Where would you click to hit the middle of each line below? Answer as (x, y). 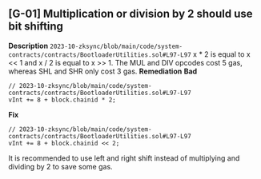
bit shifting (36, 27)
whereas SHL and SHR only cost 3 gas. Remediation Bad (103, 71)
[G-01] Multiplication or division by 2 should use (131, 14)
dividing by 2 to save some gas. (61, 166)
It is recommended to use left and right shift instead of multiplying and (124, 158)
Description (28, 46)
